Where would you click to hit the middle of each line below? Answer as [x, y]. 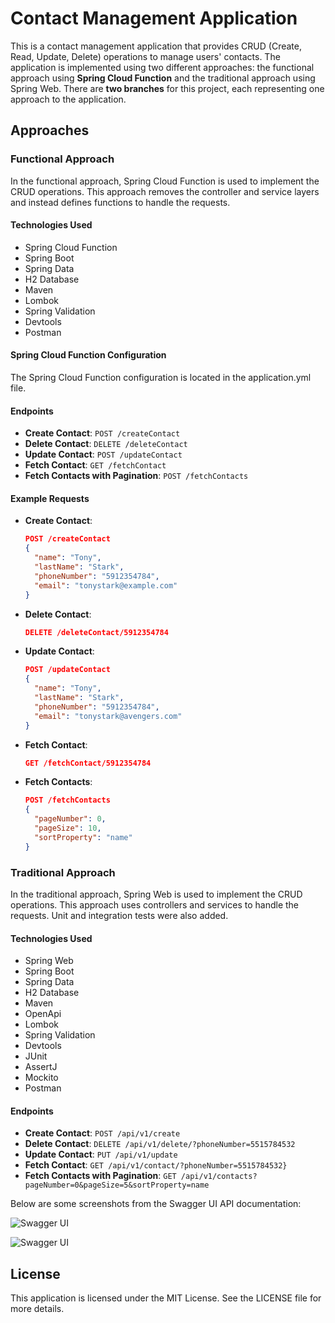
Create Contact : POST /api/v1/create [102, 1133]
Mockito [41, 1078]
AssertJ [41, 1067]
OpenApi [43, 1014]
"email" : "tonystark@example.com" [106, 585]
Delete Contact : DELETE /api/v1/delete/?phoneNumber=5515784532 [160, 1144]
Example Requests [50, 498]
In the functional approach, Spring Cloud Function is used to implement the [165, 181]
